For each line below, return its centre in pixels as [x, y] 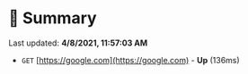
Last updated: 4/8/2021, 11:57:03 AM [78, 43]
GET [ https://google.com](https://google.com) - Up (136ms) [130, 60]
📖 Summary [53, 18]
